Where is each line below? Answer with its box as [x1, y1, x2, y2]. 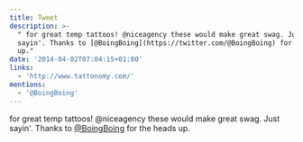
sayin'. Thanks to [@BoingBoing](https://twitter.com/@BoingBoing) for [17, 38, 293, 48]
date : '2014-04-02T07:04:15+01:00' [9, 55, 143, 64]
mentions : [9, 80, 47, 89]
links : [9, 64, 34, 73]
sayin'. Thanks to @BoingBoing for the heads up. [9, 122, 191, 133]
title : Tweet [9, 13, 59, 22]
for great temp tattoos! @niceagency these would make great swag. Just [9, 113, 280, 124]
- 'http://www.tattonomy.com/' [17, 72, 135, 81]
